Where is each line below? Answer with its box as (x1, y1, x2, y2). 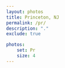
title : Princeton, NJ (6, 14, 60, 20)
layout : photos (6, 8, 44, 15)
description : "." (6, 25, 49, 32)
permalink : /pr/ (6, 20, 46, 26)
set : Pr (17, 47, 35, 54)
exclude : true (6, 31, 41, 37)
